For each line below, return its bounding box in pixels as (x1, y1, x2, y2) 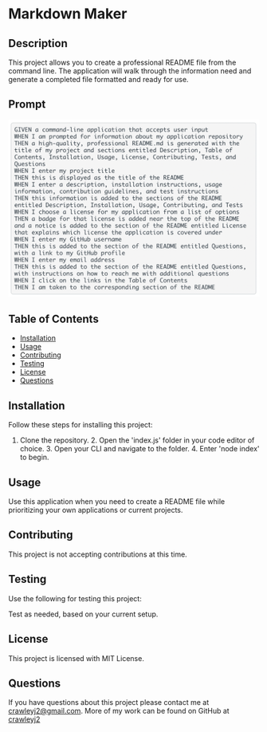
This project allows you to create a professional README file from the (8, 57, 237, 67)
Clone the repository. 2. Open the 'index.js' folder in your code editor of (19, 435, 255, 445)
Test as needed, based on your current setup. (8, 609, 159, 619)
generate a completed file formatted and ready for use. (8, 75, 189, 84)
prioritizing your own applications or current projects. (8, 506, 183, 515)
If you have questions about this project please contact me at (8, 698, 210, 707)
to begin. (19, 452, 49, 462)
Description (8, 37, 68, 50)
